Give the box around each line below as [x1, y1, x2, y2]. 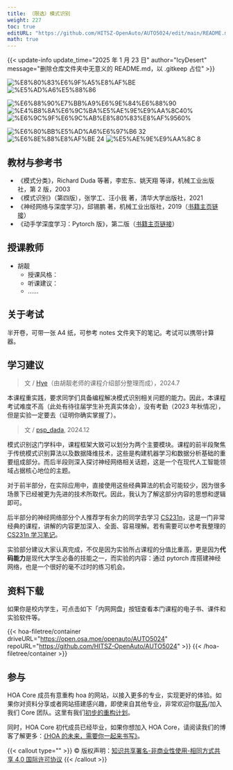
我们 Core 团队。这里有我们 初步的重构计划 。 [7, 708, 134, 717]
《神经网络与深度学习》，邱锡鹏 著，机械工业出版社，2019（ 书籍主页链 [17, 202, 218, 210]
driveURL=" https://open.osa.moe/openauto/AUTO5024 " [7, 635, 169, 643]
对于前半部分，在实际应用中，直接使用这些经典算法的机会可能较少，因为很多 [7, 481, 226, 490]
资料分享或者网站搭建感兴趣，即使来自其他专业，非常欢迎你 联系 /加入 [25, 700, 223, 708]
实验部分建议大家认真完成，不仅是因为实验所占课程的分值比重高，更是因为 [7, 545, 220, 554]
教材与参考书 [7, 157, 62, 169]
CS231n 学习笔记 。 [7, 531, 62, 539]
